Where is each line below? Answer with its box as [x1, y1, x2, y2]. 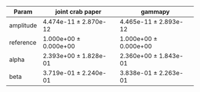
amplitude [9, 21, 37, 29]
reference [9, 39, 37, 46]
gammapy [140, 8, 170, 15]
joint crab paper [55, 8, 102, 15]
